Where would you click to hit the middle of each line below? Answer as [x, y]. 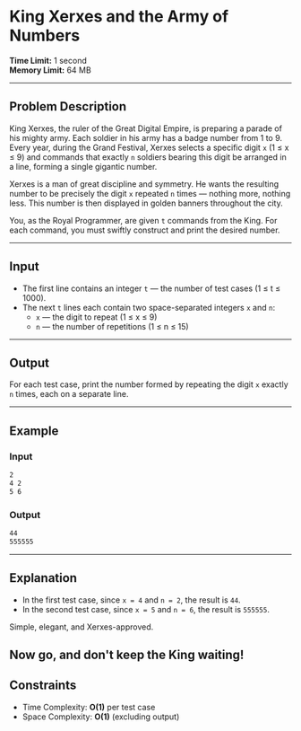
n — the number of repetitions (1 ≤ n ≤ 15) [112, 326]
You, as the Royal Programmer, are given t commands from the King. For [143, 220]
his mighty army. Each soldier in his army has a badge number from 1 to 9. [146, 137]
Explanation [43, 578]
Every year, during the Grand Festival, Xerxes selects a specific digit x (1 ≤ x [149, 147]
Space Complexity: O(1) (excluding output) [101, 717]
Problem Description [68, 106]
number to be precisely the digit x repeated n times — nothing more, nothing [150, 193]
